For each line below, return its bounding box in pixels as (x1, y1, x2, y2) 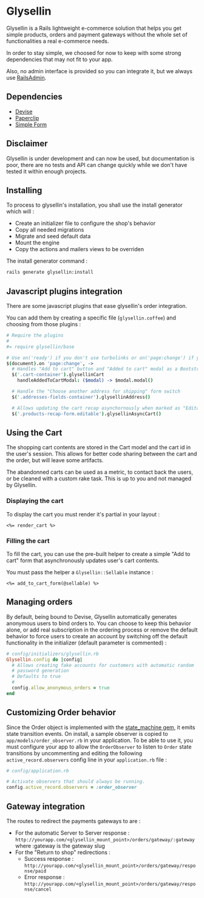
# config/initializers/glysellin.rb (6, 650, 99, 657)
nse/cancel (24, 886, 52, 893)
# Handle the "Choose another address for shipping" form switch (12, 388, 181, 394)
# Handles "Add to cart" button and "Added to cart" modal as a (12, 366, 178, 372)
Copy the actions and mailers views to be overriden (15, 246, 144, 253)
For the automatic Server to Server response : (15, 829, 130, 836)
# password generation (12, 668, 69, 674)
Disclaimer (6, 138, 48, 149)
